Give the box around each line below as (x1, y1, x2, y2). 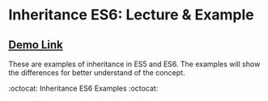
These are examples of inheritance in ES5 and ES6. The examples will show (8, 59, 261, 69)
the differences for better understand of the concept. (8, 68, 185, 78)
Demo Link (8, 38, 63, 52)
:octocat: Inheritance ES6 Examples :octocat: (8, 83, 159, 93)
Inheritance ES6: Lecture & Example (8, 6, 254, 24)
